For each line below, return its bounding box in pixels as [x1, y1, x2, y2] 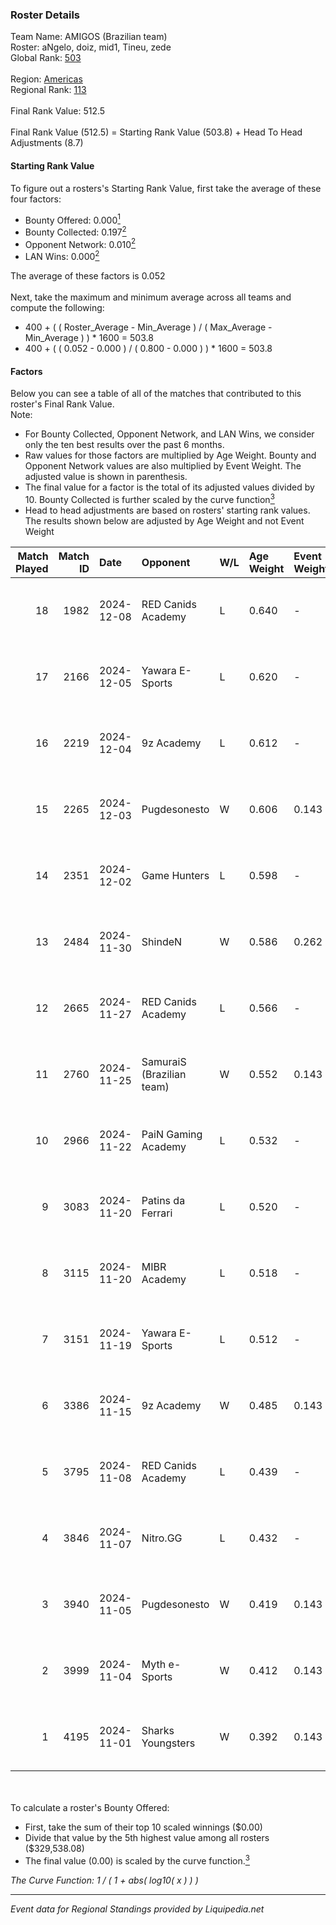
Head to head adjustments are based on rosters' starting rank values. [24, 504, 311, 516]
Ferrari [141, 1206, 173, 1220]
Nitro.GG [141, 1531, 183, 1545]
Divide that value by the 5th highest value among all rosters [24, 1831, 270, 1843]
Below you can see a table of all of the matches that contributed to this [10, 388, 302, 400]
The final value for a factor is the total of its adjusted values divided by [24, 481, 315, 493]
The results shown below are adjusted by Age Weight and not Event [24, 514, 305, 527]
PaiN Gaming [141, 1127, 203, 1141]
